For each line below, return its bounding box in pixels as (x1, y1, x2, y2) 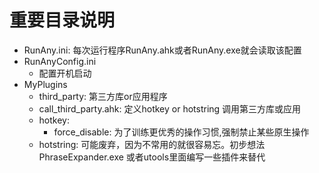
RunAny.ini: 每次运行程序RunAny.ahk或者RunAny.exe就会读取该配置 (23, 44, 302, 56)
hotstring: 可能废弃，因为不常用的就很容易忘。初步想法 (38, 138, 266, 150)
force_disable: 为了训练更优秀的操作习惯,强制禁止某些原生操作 (53, 126, 310, 138)
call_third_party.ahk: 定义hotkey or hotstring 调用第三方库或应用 (38, 102, 302, 115)
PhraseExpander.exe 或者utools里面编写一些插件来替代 (38, 151, 266, 163)
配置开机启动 (38, 67, 92, 79)
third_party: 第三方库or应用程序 (38, 90, 168, 102)
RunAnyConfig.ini (23, 55, 97, 67)
